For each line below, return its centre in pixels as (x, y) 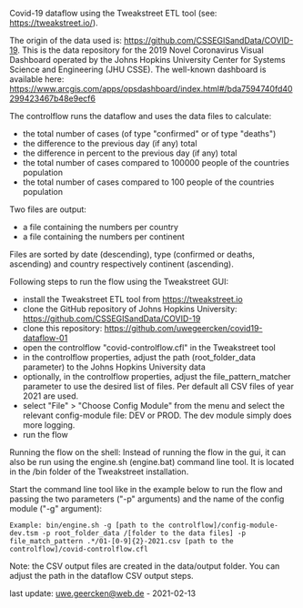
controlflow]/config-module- (223, 525)
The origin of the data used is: (66, 41)
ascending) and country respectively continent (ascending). (121, 264)
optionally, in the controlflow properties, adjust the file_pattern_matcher (157, 376)
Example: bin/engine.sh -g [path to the (87, 525)
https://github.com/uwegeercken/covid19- (183, 328)
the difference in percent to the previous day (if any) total (130, 153)
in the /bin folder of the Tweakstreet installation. (99, 471)
